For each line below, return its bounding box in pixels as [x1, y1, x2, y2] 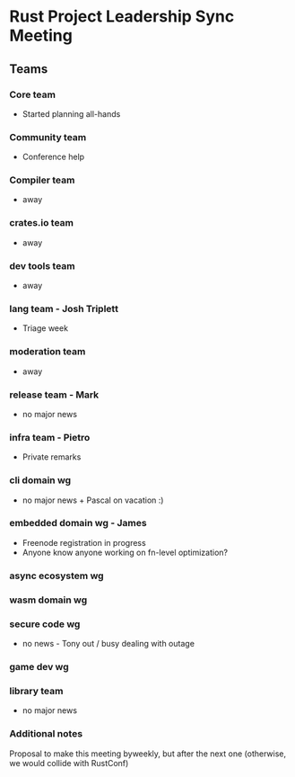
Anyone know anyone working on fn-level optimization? [22, 547, 229, 558]
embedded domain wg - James [9, 517, 147, 530]
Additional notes [9, 728, 83, 740]
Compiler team [9, 174, 75, 186]
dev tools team [9, 259, 75, 272]
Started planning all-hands [22, 108, 121, 119]
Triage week [22, 323, 69, 334]
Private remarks [22, 451, 82, 462]
